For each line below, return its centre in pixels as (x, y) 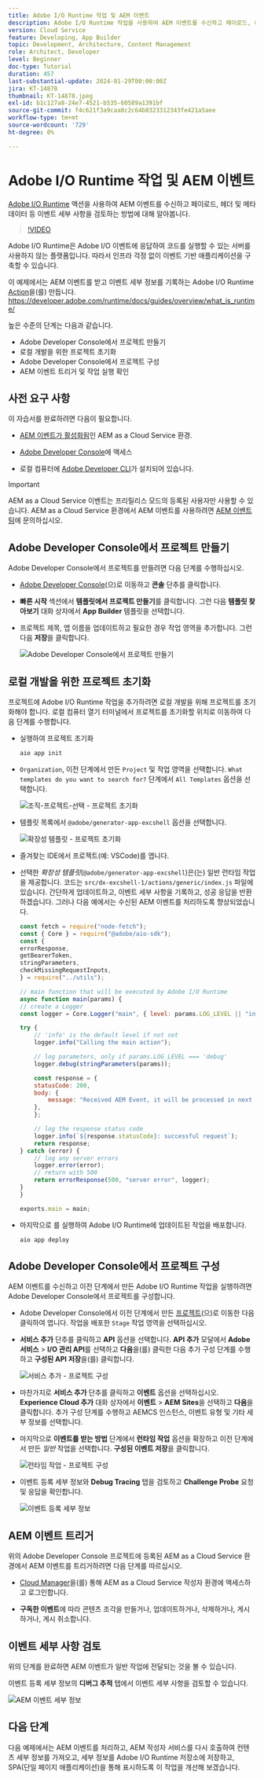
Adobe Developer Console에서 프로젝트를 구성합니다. (92, 1297)
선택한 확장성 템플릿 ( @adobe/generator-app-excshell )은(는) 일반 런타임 (130, 872)
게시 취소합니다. (67, 1619)
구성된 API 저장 (57, 1359)
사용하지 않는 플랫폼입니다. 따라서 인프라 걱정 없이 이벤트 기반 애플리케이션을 (126, 255)
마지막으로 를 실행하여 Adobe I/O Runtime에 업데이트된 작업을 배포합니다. (133, 1225)
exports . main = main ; (55, 1209)
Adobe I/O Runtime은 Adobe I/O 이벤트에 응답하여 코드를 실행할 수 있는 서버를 (130, 245)
